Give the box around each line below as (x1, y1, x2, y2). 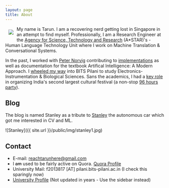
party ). (5, 84, 19, 90)
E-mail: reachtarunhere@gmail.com (12, 155, 87, 162)
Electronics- (117, 68, 143, 74)
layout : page (5, 7, 33, 13)
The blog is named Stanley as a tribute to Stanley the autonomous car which (5, 112, 164, 118)
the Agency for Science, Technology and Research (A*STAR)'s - (17, 36, 151, 43)
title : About (5, 12, 33, 17)
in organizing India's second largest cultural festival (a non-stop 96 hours (5, 79, 158, 85)
